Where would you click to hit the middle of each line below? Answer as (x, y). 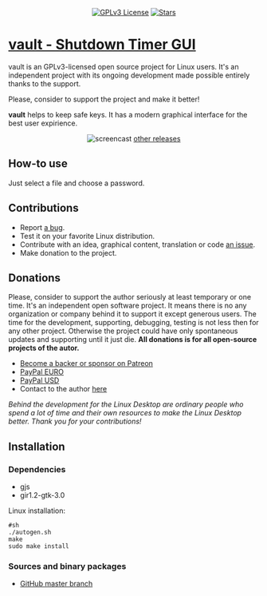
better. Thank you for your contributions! (75, 421)
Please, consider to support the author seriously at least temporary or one (130, 297)
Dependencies (37, 469)
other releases (157, 138)
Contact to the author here (63, 389)
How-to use (38, 164)
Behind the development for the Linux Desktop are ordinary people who (126, 404)
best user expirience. (43, 123)
